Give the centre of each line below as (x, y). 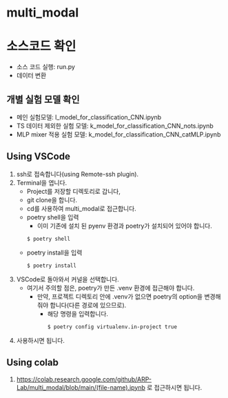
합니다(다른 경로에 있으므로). (88, 305)
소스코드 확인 (41, 47)
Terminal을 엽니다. (42, 182)
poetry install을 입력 (54, 252)
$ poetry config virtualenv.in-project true (112, 327)
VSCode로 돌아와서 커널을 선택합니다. (68, 279)
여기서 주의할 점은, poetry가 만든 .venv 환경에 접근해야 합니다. (111, 288)
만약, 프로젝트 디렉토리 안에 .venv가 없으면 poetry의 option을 (120, 296)
